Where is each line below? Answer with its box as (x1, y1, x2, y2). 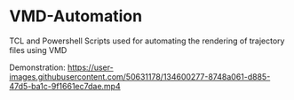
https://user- (67, 62, 114, 73)
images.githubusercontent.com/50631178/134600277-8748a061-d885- (9, 71, 271, 81)
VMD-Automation (9, 6, 143, 27)
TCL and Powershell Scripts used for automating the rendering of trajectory (9, 35, 285, 46)
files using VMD (9, 44, 68, 55)
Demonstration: (9, 62, 66, 73)
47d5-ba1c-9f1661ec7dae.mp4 (9, 81, 122, 91)
